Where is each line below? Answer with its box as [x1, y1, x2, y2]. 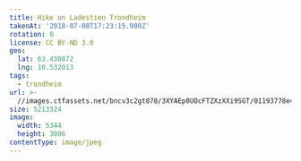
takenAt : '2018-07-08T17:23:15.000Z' [9, 21, 150, 30]
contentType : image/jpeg [9, 138, 102, 147]
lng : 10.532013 [17, 64, 74, 72]
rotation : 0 [9, 30, 54, 38]
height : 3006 [17, 130, 66, 139]
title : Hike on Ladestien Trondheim [9, 13, 146, 22]
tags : [9, 72, 30, 80]
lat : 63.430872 [17, 55, 74, 64]
